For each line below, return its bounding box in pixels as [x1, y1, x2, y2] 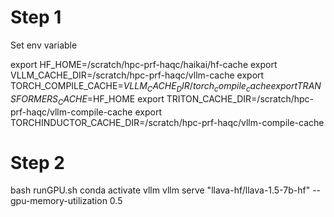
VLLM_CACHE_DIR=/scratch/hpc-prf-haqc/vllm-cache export [10, 69, 265, 81]
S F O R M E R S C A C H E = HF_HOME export [10, 92, 165, 107]
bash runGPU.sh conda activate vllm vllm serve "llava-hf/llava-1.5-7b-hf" [10, 184, 311, 196]
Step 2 [10, 151, 65, 174]
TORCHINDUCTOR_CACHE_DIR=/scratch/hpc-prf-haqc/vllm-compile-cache [10, 116, 325, 128]
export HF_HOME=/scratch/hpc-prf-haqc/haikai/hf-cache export [10, 58, 278, 70]
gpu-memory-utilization [10, 195, 108, 207]
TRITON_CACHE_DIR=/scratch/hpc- [166, 92, 314, 105]
